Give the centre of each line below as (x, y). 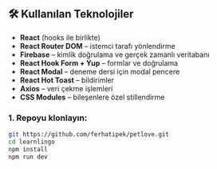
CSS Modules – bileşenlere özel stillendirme (92, 97)
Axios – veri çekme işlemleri (66, 88)
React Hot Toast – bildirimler (67, 80)
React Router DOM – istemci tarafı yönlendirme (97, 46)
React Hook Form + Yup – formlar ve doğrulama (99, 62)
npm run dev (28, 157)
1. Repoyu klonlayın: (48, 118)
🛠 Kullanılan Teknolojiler (71, 14)
